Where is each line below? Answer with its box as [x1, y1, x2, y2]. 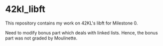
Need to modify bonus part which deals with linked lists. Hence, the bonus [5, 29, 158, 35]
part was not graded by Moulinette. [5, 35, 78, 41]
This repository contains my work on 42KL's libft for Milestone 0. [5, 20, 138, 26]
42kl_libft [5, 3, 46, 15]
